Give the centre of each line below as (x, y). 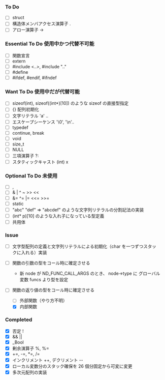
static (18, 204)
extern (19, 61)
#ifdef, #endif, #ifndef (34, 78)
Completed (19, 320)
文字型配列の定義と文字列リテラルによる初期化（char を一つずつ (78, 246)
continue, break (28, 133)
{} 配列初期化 (26, 110)
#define (20, 72)
